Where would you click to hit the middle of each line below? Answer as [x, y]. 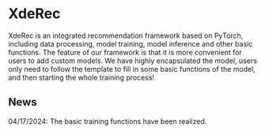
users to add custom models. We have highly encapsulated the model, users [132, 61]
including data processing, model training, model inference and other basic [131, 43]
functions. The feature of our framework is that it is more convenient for [125, 52]
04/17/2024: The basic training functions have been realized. [108, 121]
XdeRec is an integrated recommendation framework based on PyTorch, [126, 35]
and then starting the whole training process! [81, 77]
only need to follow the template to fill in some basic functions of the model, [132, 69]
